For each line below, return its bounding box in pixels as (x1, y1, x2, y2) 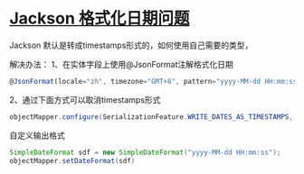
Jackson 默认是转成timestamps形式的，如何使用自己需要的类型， (9, 40, 253, 50)
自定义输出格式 (9, 130, 65, 141)
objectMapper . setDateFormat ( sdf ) (9, 156, 136, 165)
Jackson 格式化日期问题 (9, 8, 190, 29)
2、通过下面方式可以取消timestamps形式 (9, 94, 161, 105)
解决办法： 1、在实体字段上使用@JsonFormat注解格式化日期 (9, 59, 233, 69)
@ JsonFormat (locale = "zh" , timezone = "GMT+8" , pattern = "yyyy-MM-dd (9, 77, 261, 86)
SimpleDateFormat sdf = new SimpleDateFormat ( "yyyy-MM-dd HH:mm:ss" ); (9, 148, 281, 157)
